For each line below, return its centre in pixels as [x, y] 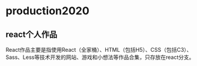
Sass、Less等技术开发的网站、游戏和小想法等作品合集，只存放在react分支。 [100, 57]
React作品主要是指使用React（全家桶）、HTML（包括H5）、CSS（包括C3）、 [99, 50]
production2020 [47, 11]
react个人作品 [32, 34]
